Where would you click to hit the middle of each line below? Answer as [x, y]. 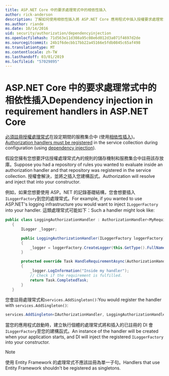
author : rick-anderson [29, 15]
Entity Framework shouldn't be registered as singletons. [63, 368]
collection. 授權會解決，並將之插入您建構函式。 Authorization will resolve [80, 176]
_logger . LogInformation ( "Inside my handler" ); [79, 271]
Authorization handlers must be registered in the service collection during [81, 143]
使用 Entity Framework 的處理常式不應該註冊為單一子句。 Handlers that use [82, 362]
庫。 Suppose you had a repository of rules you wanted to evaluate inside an [84, 165]
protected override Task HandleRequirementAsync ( [74, 262]
